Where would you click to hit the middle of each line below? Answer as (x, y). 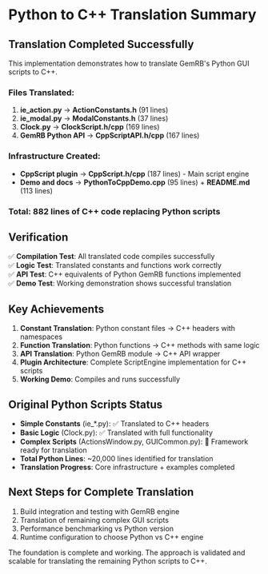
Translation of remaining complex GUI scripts (94, 520)
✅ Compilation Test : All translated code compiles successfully (112, 257)
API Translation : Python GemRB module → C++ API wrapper (120, 354)
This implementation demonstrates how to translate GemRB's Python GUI (129, 63)
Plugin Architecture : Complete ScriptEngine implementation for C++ (133, 362)
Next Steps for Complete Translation (101, 492)
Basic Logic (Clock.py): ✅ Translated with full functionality (116, 432)
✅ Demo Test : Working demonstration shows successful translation (120, 283)
